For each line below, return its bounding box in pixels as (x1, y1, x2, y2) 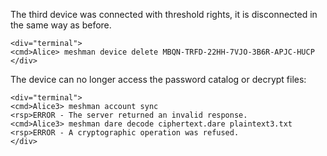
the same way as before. (10, 19, 112, 31)
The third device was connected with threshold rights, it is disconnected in (10, 9, 318, 20)
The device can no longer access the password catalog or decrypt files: (10, 74, 307, 85)
